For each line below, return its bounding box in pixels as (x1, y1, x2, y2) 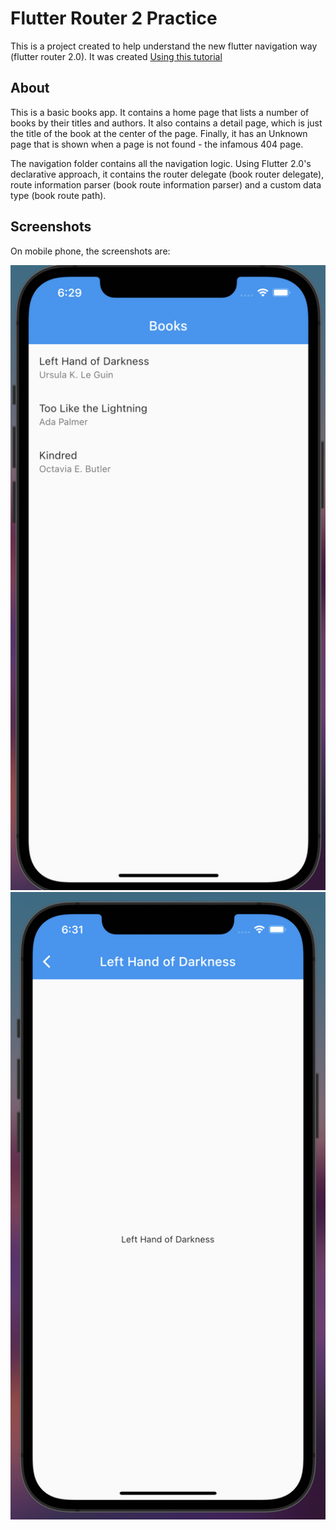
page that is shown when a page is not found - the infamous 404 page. (10, 138, 304, 150)
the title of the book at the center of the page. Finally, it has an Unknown (10, 127, 308, 139)
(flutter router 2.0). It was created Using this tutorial (10, 50, 223, 62)
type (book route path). (10, 189, 107, 201)
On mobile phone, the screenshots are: (10, 245, 171, 257)
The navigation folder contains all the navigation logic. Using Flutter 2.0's (10, 157, 312, 169)
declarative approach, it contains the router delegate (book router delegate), (10, 168, 325, 180)
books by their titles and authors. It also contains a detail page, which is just (10, 117, 323, 129)
